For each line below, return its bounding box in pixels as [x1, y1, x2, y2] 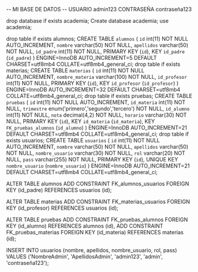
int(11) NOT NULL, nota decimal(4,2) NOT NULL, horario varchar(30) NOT [6, 111, 187, 118]
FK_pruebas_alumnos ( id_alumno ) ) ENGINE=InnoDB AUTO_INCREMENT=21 [6, 124, 187, 131]
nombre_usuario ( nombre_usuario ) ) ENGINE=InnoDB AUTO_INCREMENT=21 [6, 162, 190, 169]
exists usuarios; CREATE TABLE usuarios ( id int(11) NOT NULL [6, 137, 160, 143]
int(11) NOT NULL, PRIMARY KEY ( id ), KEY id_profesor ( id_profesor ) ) [6, 80, 179, 87]
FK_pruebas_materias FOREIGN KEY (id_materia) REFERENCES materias [6, 229, 184, 236]
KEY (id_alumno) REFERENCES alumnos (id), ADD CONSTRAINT [6, 222, 163, 230]
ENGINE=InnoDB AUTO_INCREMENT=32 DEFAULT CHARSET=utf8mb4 [6, 86, 181, 93]
